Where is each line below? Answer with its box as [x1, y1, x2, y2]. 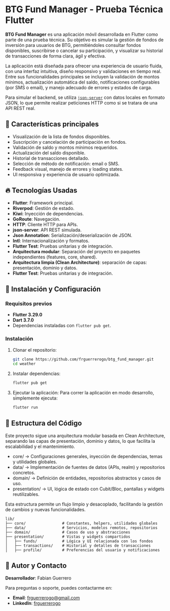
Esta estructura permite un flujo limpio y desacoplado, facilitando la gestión [5, 501, 163, 507]
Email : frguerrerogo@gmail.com [12, 595, 80, 601]
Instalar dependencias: [12, 370, 61, 377]
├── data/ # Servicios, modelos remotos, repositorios [5, 525, 158, 530]
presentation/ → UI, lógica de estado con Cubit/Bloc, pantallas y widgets [12, 486, 165, 492]
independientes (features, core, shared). [12, 254, 97, 260]
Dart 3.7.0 [12, 317, 34, 323]
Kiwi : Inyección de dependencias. [12, 210, 84, 217]
